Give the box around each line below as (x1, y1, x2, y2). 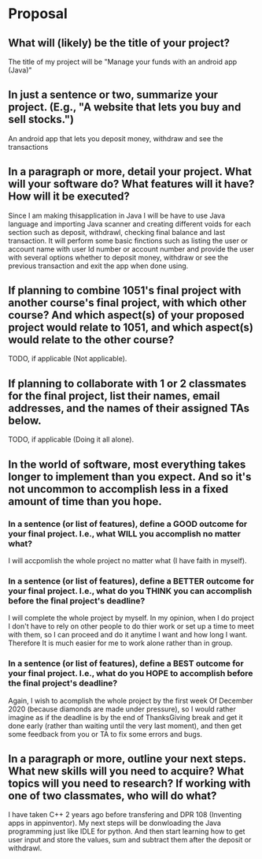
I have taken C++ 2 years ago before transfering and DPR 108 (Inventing (8, 810, 242, 820)
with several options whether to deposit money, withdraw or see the (8, 252, 229, 262)
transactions (8, 142, 49, 151)
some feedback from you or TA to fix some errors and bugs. (8, 729, 203, 738)
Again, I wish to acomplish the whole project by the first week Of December (8, 696, 253, 705)
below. (8, 413, 42, 427)
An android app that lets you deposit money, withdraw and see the (8, 133, 223, 143)
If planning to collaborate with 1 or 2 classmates (8, 376, 247, 390)
